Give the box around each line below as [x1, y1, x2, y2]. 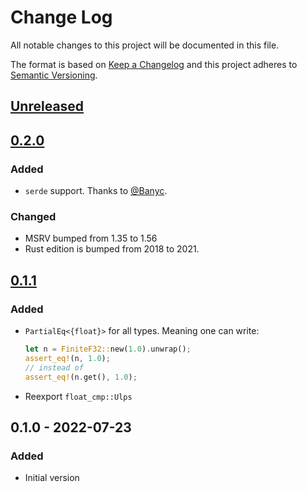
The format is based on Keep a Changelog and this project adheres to [10, 58, 298, 70]
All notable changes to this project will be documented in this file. [10, 39, 280, 51]
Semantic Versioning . [10, 69, 98, 81]
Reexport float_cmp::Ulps [24, 390, 133, 402]
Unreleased [10, 98, 85, 115]
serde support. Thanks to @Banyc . [24, 185, 168, 197]
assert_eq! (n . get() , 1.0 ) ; [24, 372, 138, 382]
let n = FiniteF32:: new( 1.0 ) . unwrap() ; [24, 344, 192, 354]
